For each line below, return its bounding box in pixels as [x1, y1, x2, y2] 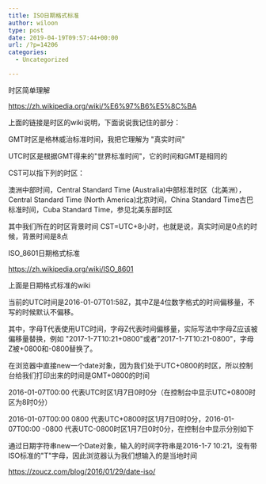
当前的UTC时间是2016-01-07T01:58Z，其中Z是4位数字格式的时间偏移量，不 [8, 297, 255, 307]
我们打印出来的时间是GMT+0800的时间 [21, 370, 150, 380]
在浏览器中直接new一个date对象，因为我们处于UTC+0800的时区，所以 [8, 360, 240, 370]
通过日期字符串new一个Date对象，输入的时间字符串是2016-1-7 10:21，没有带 [8, 440, 257, 450]
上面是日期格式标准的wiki [8, 280, 91, 290]
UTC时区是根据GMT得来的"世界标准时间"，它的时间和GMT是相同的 [8, 151, 228, 161]
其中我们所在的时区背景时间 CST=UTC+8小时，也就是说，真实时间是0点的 [8, 221, 251, 231]
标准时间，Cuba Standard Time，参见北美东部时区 [8, 204, 173, 214]
